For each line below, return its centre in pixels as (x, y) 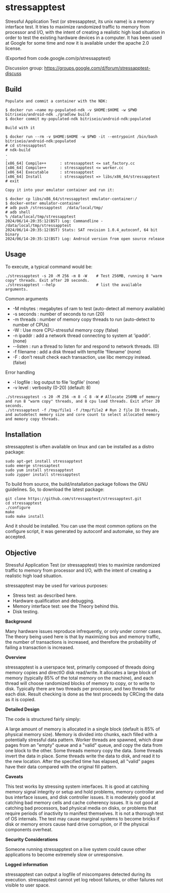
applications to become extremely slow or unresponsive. (64, 855)
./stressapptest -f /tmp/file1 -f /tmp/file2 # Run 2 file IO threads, (82, 410)
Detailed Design (22, 709)
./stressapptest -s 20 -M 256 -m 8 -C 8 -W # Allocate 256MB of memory (82, 397)
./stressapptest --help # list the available (74, 285)
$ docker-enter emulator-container (43, 203)
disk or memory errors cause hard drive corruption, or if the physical (77, 824)
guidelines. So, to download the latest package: (55, 489)
